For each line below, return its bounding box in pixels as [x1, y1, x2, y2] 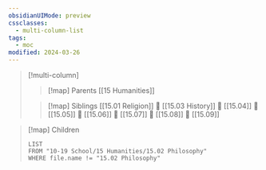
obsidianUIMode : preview [8, 11, 91, 20]
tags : [8, 33, 26, 42]
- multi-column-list [15, 26, 84, 34]
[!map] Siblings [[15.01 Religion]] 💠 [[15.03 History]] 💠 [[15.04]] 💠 [47, 101, 259, 110]
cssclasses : [8, 19, 48, 27]
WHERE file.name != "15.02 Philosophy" [27, 154, 161, 162]
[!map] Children [27, 125, 80, 134]
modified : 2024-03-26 [8, 48, 81, 56]
